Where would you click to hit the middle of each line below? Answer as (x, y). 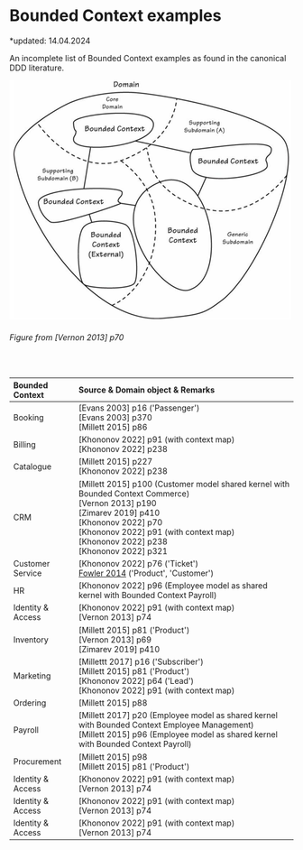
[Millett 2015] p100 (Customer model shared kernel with (184, 484)
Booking (28, 417)
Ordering (30, 703)
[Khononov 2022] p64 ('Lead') (136, 680)
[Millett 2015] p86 (113, 427)
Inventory (31, 639)
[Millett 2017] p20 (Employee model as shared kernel (178, 716)
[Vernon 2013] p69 (115, 639)
